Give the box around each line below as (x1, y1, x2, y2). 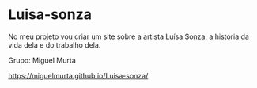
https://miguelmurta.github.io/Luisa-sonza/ (8, 71, 149, 80)
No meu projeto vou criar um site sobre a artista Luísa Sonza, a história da (8, 32, 249, 41)
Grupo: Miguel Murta (8, 55, 77, 65)
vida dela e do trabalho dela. (8, 40, 101, 49)
